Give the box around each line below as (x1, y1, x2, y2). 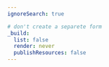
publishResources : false (13, 49, 86, 56)
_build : (7, 30, 30, 37)
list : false (13, 36, 49, 43)
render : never (13, 43, 55, 50)
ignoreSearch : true (7, 10, 65, 18)
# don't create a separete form (7, 23, 102, 30)
